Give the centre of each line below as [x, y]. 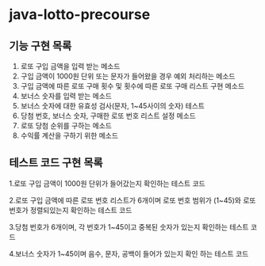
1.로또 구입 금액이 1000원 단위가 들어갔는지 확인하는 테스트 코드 [107, 183]
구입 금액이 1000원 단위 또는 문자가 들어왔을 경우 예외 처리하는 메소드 [128, 76]
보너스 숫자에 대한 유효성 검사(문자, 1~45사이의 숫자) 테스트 [113, 106]
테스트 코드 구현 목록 [56, 163]
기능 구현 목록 [40, 46]
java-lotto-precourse [80, 15]
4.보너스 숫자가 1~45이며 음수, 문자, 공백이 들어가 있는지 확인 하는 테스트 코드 [129, 253]
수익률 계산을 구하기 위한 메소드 [69, 135]
